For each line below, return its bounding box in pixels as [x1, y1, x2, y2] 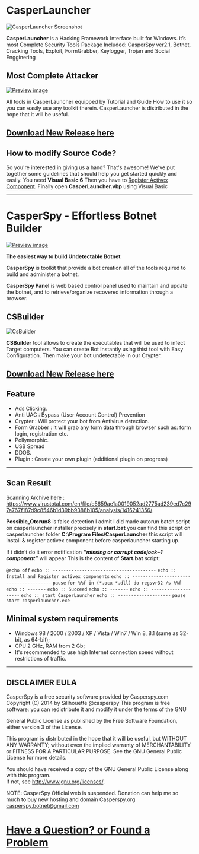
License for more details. [6, 754, 67, 761]
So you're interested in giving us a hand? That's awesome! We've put [6, 164, 175, 171]
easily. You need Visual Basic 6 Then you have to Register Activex [6, 176, 168, 183]
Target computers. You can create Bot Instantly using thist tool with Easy [6, 345, 184, 353]
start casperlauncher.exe [6, 598, 70, 604]
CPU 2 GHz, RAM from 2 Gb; [14, 642, 85, 649]
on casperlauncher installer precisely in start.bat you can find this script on [6, 524, 191, 531]
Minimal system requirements [6, 614, 119, 624]
